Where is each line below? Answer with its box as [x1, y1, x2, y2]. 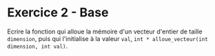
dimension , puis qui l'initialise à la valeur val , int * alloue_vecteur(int [7, 34, 208, 42]
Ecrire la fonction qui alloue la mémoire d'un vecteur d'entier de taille [7, 27, 203, 36]
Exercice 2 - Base [7, 5, 109, 20]
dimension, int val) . [7, 42, 68, 50]
